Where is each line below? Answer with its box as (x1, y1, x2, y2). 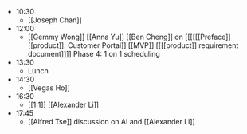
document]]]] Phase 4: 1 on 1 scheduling (27, 49, 161, 58)
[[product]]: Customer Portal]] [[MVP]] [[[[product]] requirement (27, 41, 239, 50)
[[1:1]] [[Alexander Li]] (27, 100, 100, 109)
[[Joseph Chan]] (27, 15, 82, 25)
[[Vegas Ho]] (27, 83, 70, 93)
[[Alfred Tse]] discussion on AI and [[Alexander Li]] (27, 117, 195, 126)
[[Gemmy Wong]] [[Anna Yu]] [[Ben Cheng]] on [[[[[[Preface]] (27, 32, 231, 41)
